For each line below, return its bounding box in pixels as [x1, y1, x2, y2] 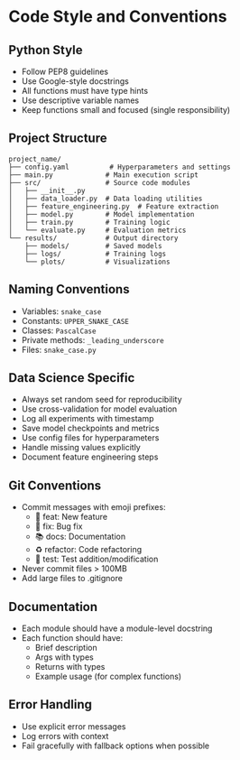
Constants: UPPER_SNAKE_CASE [21, 315, 130, 326]
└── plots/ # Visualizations [24, 257, 171, 266]
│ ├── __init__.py [8, 186, 87, 195]
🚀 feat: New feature [34, 512, 108, 523]
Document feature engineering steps [21, 451, 159, 462]
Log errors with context [21, 730, 109, 741]
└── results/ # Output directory [8, 233, 179, 243]
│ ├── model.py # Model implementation [8, 209, 195, 218]
